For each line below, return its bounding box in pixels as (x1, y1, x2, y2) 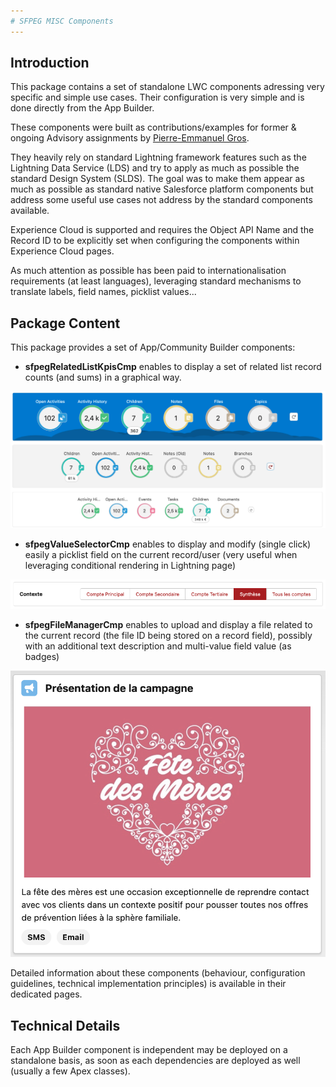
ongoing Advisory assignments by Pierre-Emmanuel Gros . (10, 132, 250, 144)
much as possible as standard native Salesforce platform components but (10, 183, 314, 195)
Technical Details (10, 1017, 121, 1034)
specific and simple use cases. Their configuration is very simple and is (10, 91, 305, 104)
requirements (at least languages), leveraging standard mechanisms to (10, 275, 302, 287)
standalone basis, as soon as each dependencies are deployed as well (10, 1055, 301, 1067)
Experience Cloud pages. (10, 245, 115, 257)
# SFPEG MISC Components (10, 16, 114, 26)
